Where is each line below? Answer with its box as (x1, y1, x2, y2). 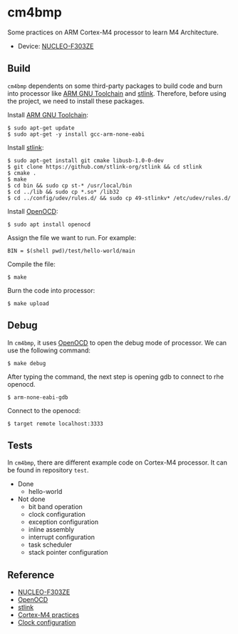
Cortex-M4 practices (17, 610, 80, 619)
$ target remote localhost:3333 (7, 420, 103, 427)
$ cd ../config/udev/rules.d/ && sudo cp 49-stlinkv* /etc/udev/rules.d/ (7, 194, 232, 202)
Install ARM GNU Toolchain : (7, 110, 89, 119)
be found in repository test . (7, 466, 89, 475)
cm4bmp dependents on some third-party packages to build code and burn (7, 81, 223, 90)
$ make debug (7, 360, 46, 367)
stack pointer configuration (28, 548, 108, 557)
